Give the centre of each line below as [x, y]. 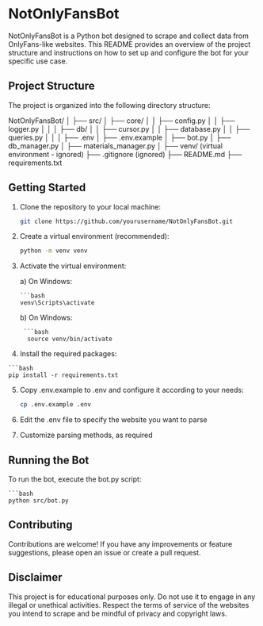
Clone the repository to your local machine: [90, 206]
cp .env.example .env [55, 405]
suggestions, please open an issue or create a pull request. [105, 552]
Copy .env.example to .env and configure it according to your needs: [131, 390]
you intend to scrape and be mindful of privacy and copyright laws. [118, 613]
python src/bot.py [38, 501]
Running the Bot [49, 460]
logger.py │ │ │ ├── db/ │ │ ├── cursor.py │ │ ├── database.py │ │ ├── [129, 129]
